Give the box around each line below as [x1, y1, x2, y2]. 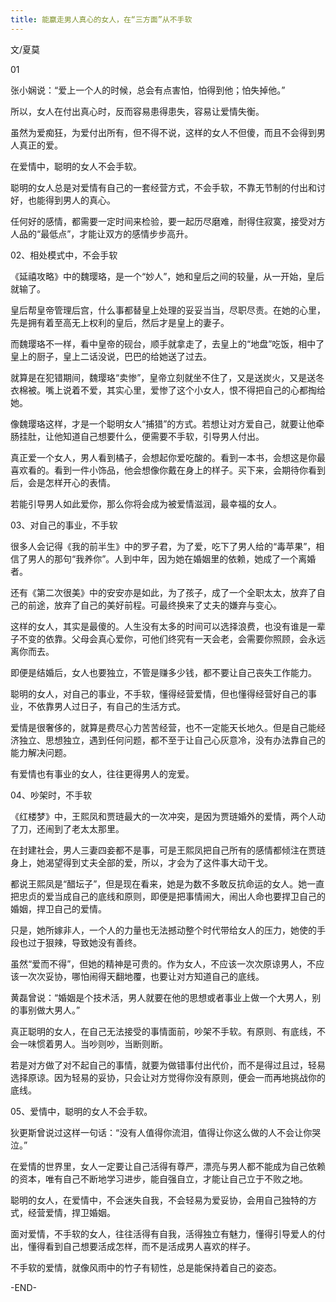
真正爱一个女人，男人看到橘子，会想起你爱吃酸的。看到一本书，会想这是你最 [10, 451, 326, 463]
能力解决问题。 [10, 746, 72, 758]
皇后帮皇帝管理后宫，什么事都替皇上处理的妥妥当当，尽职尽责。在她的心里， [10, 304, 326, 316]
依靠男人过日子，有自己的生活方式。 [36, 700, 186, 712]
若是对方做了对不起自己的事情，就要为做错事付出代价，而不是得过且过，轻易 [10, 1059, 326, 1071]
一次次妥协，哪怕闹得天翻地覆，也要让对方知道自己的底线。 [18, 970, 265, 982]
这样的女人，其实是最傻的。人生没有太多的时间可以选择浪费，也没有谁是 [10, 620, 308, 632]
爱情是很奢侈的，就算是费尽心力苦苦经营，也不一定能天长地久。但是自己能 [10, 721, 317, 733]
